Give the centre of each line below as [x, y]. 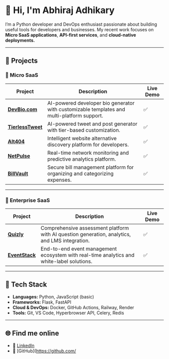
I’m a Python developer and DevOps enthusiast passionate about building [81, 24]
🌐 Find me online [32, 334]
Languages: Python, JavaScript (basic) [53, 297]
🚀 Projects [22, 61]
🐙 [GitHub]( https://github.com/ [44, 351]
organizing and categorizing [80, 173]
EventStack [22, 255]
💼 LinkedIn [23, 345]
